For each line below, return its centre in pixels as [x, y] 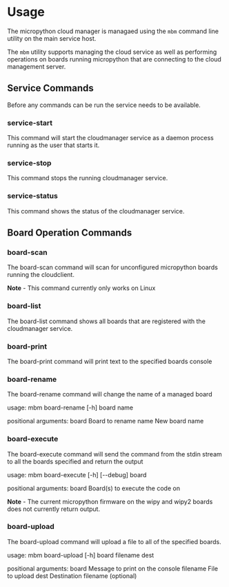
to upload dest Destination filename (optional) [72, 576]
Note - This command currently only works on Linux [81, 288]
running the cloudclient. [41, 275]
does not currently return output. [54, 509]
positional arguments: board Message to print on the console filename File [113, 568]
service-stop [29, 163]
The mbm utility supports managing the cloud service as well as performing [112, 52]
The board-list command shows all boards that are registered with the [106, 321]
